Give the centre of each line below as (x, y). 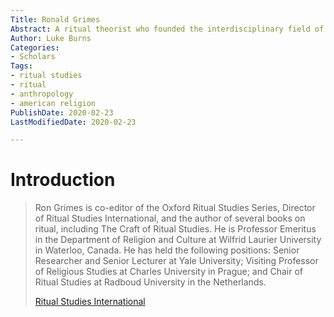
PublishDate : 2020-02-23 (62, 112)
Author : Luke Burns (51, 38)
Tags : (21, 66)
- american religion (53, 103)
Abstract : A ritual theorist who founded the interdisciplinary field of (167, 29)
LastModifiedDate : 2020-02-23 (73, 122)
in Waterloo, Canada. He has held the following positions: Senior (167, 250)
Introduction (63, 180)
